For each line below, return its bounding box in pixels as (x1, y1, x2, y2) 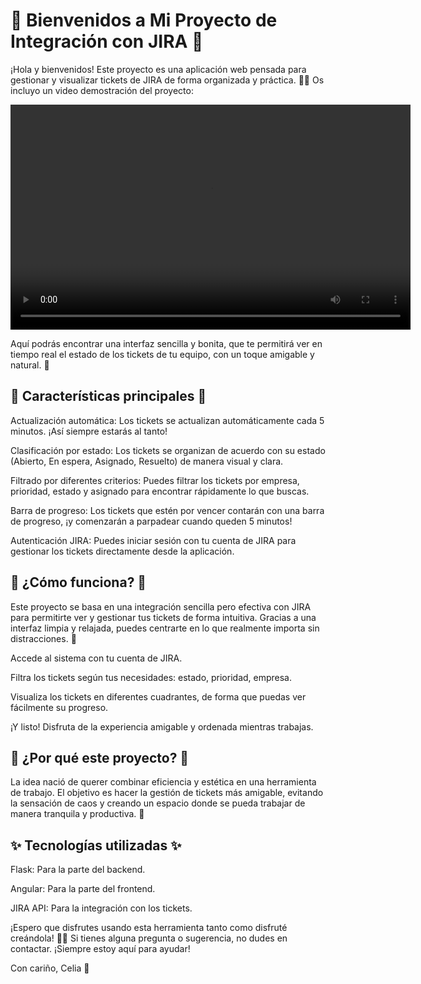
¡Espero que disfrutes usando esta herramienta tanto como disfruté (10, 922, 288, 934)
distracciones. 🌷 (10, 632, 77, 644)
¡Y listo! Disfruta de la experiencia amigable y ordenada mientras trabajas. (10, 720, 314, 733)
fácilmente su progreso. (10, 701, 109, 713)
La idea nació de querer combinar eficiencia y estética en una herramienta (10, 776, 317, 788)
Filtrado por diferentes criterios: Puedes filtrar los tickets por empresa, (10, 474, 300, 486)
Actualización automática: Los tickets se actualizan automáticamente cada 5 (10, 414, 325, 426)
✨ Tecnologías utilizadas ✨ (10, 837, 182, 854)
